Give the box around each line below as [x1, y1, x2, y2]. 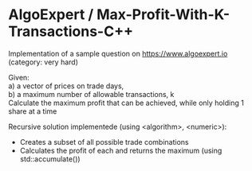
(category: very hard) [8, 57, 78, 67]
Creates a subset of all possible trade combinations [19, 137, 189, 146]
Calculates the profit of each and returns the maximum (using [19, 146, 222, 155]
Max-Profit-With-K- [96, 6, 230, 24]
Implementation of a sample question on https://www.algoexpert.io [8, 49, 228, 58]
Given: [8, 72, 30, 82]
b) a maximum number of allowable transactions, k [8, 89, 175, 99]
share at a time [8, 106, 57, 116]
